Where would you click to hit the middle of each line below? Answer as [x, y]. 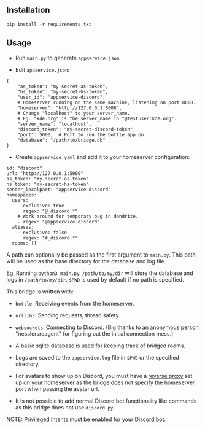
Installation [28, 10]
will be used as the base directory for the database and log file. [86, 261]
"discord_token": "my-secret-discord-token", [77, 129]
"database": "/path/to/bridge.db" [61, 140]
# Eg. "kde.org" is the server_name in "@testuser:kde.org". [97, 118]
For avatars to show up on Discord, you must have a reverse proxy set [104, 376]
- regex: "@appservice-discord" [59, 222]
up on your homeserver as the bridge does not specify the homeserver [105, 382]
